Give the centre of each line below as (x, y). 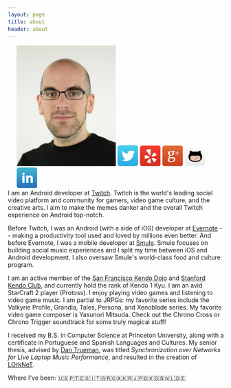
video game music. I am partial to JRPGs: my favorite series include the (109, 300)
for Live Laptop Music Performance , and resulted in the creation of (102, 357)
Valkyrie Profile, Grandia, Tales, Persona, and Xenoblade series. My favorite (115, 308)
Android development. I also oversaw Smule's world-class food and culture (114, 257)
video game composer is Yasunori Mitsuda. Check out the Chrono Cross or (114, 315)
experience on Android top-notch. (56, 215)
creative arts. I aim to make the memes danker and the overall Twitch (106, 208)
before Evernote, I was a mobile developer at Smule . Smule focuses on (108, 243)
